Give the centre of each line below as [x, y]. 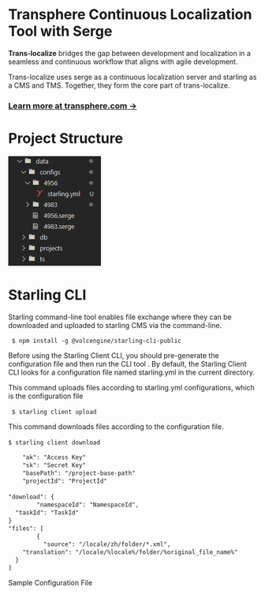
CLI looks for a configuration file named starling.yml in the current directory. [131, 372]
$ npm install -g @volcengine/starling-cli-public [96, 341]
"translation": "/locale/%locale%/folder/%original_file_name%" [130, 552]
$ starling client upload [54, 412]
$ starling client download [54, 442]
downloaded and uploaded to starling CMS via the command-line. [115, 325]
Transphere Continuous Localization [130, 15]
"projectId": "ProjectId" [65, 481]
